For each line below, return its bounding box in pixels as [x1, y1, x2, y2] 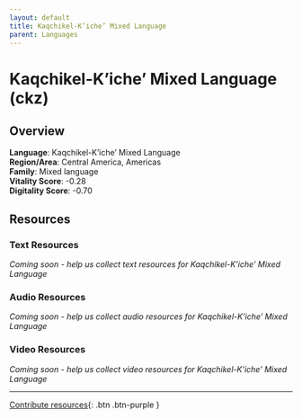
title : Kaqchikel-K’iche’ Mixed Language [9, 22, 167, 31]
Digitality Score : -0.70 [9, 185, 93, 196]
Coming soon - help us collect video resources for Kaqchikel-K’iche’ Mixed [9, 363, 288, 374]
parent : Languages [9, 30, 78, 39]
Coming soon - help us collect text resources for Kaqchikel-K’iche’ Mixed [9, 259, 281, 270]
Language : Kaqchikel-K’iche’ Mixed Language [9, 147, 182, 158]
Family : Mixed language [9, 166, 99, 177]
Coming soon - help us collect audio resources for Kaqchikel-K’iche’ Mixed [9, 311, 288, 322]
